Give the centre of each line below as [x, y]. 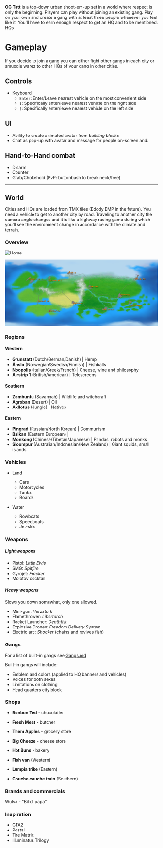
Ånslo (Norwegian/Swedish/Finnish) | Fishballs [59, 364]
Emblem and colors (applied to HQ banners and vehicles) [69, 674]
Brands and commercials [35, 791]
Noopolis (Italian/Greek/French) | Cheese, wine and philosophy [75, 370]
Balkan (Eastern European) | [40, 434]
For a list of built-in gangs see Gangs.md [46, 655]
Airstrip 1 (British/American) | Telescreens [54, 375]
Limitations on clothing [35, 684]
